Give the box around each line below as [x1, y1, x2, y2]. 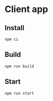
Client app [4, 4, 48, 15]
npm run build [4, 64, 34, 69]
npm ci [4, 37, 18, 42]
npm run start [4, 90, 34, 96]
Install [4, 24, 24, 32]
